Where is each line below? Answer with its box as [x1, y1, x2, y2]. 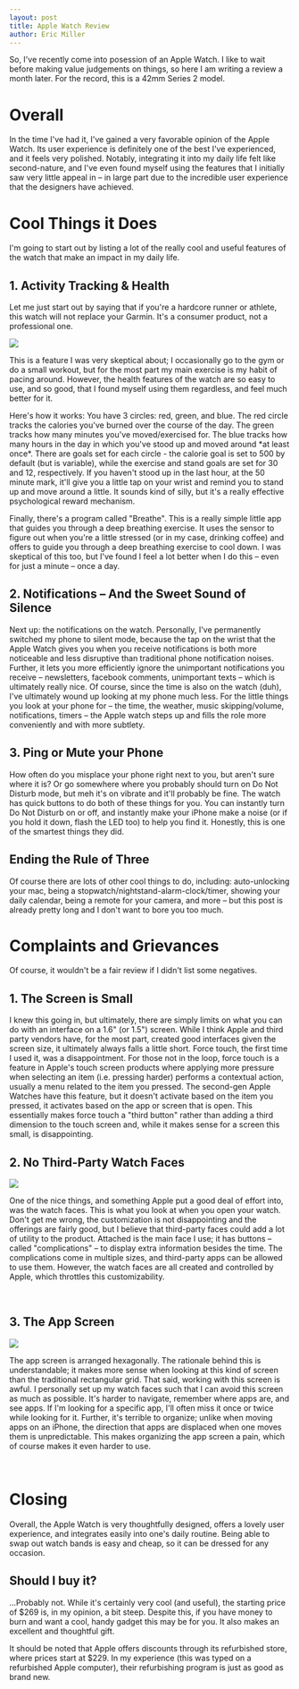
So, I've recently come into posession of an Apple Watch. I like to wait [9, 55, 266, 65]
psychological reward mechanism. [9, 496, 136, 506]
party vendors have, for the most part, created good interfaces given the [9, 1034, 277, 1045]
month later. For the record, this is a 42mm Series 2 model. [9, 73, 226, 84]
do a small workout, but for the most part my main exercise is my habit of [9, 364, 278, 376]
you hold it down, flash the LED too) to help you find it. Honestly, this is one [9, 816, 286, 828]
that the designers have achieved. [9, 182, 134, 192]
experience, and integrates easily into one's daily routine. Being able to [9, 1528, 270, 1539]
